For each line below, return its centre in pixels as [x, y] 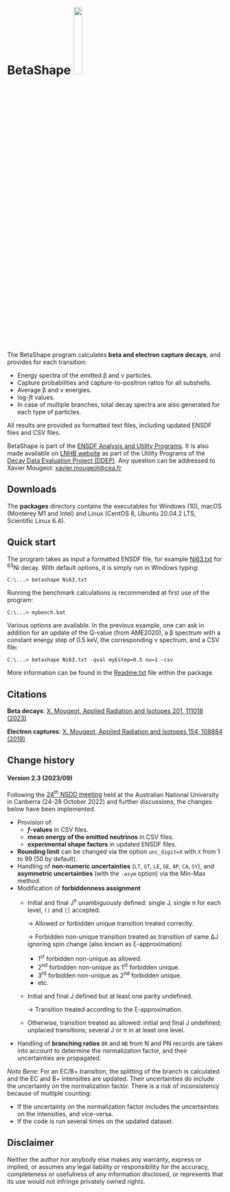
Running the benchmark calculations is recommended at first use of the [108, 593]
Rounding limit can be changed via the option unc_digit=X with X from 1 [118, 852]
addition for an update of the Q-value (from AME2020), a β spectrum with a [114, 632]
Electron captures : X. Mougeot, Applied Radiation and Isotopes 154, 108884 [115, 732]
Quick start [32, 543]
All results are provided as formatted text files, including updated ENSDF [110, 425]
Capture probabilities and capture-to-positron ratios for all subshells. [114, 383]
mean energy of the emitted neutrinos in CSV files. [101, 837]
